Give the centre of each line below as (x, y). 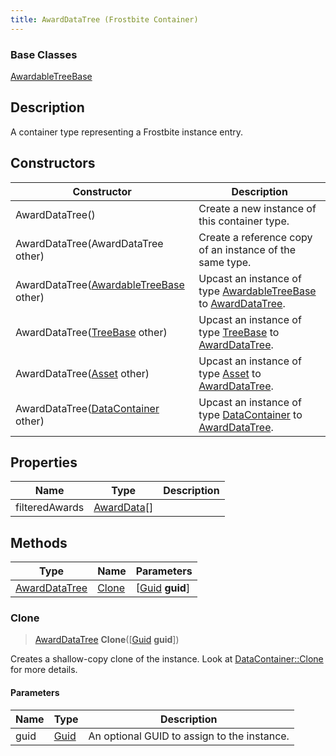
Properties (44, 462)
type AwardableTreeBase (257, 291)
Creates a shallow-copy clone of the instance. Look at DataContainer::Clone (167, 659)
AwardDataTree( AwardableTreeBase (100, 284)
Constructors (53, 163)
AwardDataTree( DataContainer (87, 408)
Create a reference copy (255, 237)
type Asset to (230, 373)
